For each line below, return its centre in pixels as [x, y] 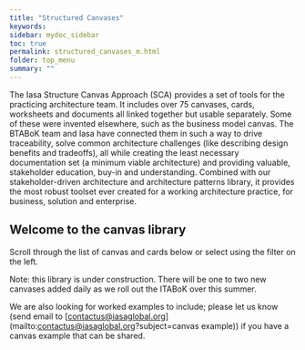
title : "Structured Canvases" [67, 18]
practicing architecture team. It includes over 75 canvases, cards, [132, 104]
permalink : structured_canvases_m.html [85, 52]
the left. [24, 262]
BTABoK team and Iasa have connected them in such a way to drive [136, 133]
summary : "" [32, 69]
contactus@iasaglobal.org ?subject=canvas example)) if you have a [163, 325]
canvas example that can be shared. [77, 335]
